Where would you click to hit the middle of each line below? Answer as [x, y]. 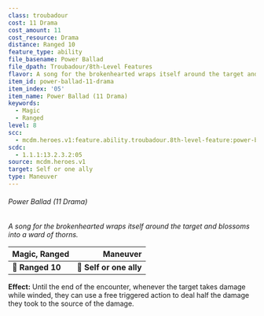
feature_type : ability [45, 52]
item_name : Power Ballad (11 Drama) [68, 96]
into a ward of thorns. [43, 235]
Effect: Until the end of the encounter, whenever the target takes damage [127, 287]
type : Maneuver [33, 177]
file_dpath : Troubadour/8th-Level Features [81, 67]
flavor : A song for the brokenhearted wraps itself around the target [126, 74]
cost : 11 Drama [33, 23]
